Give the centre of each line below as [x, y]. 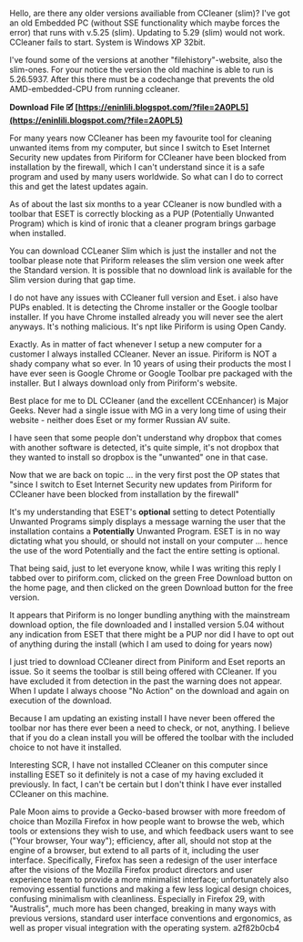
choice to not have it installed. [66, 747]
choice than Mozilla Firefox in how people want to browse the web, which [147, 821]
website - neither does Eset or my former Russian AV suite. [120, 420]
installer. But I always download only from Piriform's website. [124, 383]
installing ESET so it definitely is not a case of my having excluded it [136, 775]
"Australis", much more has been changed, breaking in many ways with [143, 908]
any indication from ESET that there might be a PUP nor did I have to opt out [151, 634]
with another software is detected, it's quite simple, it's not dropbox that [144, 447]
